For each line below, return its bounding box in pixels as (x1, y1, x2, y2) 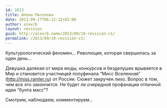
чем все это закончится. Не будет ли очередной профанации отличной (5, 81, 161, 87)
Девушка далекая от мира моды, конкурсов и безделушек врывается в (5, 65, 162, 71)
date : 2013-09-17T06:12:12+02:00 (5, 17, 77, 22)
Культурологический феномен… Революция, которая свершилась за (5, 49, 156, 56)
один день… (5, 55, 32, 61)
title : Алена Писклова (5, 12, 54, 17)
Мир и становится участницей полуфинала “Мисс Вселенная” (5, 70, 140, 76)
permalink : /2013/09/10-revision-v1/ (5, 36, 86, 41)
